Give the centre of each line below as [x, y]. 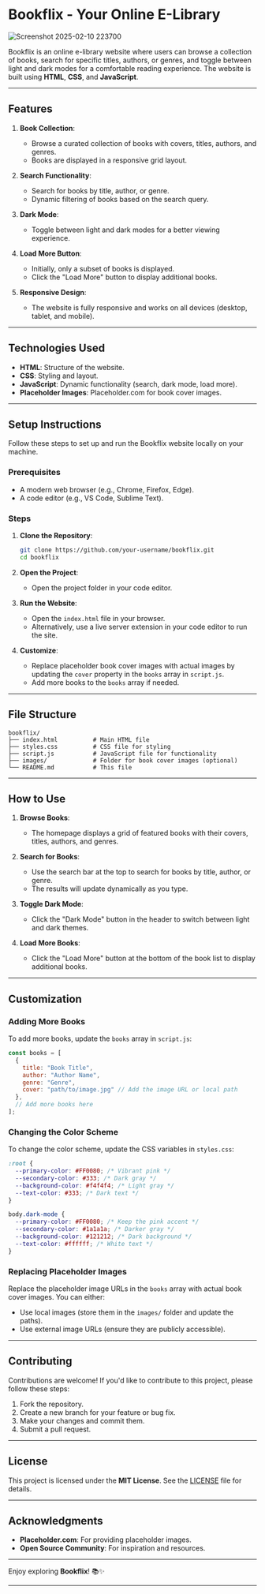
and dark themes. [60, 928]
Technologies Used [56, 348]
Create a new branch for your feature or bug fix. [97, 1412]
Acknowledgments [56, 1521]
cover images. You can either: [56, 1297]
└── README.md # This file [70, 767]
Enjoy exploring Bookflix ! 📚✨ [56, 1571]
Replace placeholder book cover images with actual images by [133, 665]
